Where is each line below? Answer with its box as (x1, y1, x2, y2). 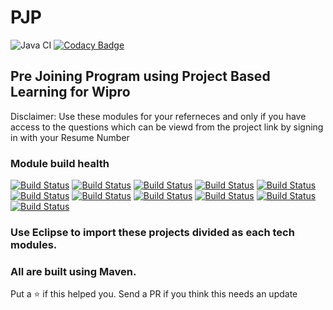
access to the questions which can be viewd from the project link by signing (10, 121, 324, 133)
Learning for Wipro (10, 84, 131, 101)
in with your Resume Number (10, 131, 130, 143)
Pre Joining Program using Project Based (10, 68, 271, 85)
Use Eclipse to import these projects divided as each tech (10, 225, 295, 239)
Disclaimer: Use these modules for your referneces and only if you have (10, 110, 307, 122)
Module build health (10, 156, 110, 170)
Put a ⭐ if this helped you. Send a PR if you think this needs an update (10, 288, 298, 300)
